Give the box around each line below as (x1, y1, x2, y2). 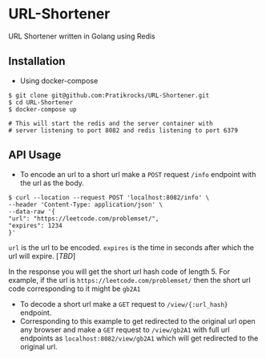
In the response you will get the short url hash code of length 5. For (8, 266, 231, 276)
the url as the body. (19, 178, 84, 188)
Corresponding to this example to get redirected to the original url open (19, 316, 256, 325)
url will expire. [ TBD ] (8, 251, 76, 260)
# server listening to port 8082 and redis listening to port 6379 (8, 126, 239, 135)
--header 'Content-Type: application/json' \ (8, 200, 163, 208)
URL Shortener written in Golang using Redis (8, 31, 155, 41)
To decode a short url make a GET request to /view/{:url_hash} (19, 299, 228, 309)
